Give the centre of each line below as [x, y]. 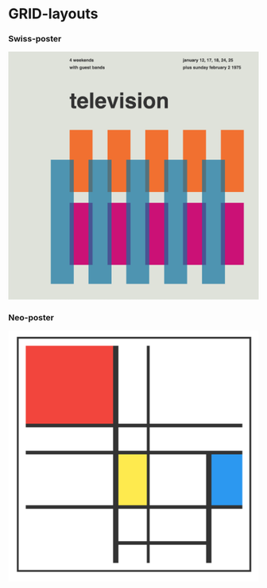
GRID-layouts [53, 14]
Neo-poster [31, 318]
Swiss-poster [35, 39]
